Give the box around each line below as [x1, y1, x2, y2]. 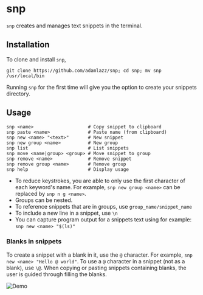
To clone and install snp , [6, 55, 66, 63]
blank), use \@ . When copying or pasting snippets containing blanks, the [6, 264, 187, 271]
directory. [6, 90, 30, 97]
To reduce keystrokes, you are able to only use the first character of [15, 177, 185, 184]
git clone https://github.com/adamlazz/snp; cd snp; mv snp [6, 68, 162, 74]
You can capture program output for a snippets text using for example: [15, 215, 192, 223]
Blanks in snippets [6, 237, 62, 246]
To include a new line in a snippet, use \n [15, 209, 119, 217]
